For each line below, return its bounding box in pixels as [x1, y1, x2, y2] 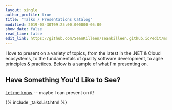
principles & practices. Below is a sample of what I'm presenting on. [5, 61, 148, 67]
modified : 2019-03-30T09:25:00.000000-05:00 [5, 21, 102, 27]
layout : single [5, 7, 38, 13]
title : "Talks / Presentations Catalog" [5, 17, 93, 22]
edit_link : [5, 36, 29, 41]
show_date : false [5, 27, 42, 32]
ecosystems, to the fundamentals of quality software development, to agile [5, 55, 163, 61]
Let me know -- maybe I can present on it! [5, 89, 94, 95]
